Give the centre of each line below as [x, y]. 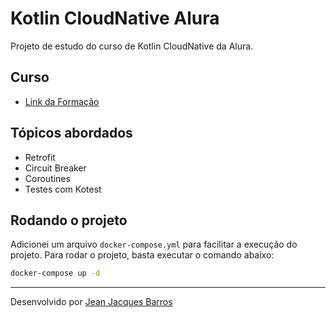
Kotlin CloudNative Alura [115, 18]
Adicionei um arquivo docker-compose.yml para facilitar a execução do [154, 244]
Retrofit [40, 157]
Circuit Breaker [55, 168]
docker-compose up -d [55, 273]
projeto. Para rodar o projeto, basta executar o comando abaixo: [142, 255]
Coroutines [47, 178]
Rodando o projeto [69, 220]
